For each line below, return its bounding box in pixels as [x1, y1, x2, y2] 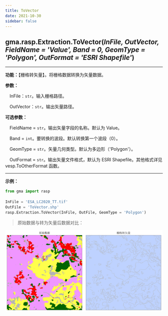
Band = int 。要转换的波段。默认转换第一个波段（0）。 [9, 135, 121, 142]
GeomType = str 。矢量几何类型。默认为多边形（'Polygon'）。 [9, 146, 136, 152]
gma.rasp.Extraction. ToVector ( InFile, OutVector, [5, 37, 159, 46]
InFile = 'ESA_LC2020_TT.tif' [5, 199, 68, 204]
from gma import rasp [5, 189, 50, 194]
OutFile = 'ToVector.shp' [5, 205, 59, 210]
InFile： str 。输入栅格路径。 [9, 93, 67, 99]
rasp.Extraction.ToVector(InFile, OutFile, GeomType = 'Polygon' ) [5, 210, 146, 215]
